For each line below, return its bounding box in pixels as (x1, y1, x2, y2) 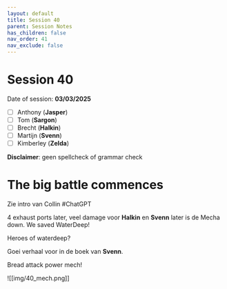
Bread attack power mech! (7, 261, 83, 269)
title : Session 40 (7, 17, 60, 23)
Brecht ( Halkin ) (17, 123, 61, 132)
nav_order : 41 (7, 36, 48, 43)
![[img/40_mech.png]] (7, 274, 70, 283)
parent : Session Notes (7, 23, 72, 30)
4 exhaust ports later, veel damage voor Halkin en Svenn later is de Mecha (7, 213, 221, 221)
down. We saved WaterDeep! (7, 221, 90, 229)
